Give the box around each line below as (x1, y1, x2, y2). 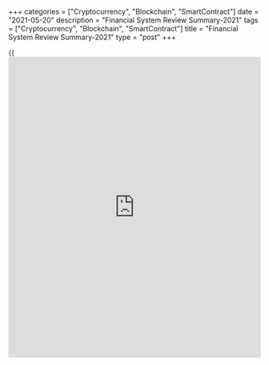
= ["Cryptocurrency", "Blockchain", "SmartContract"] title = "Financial (8, 24, 239, 33)
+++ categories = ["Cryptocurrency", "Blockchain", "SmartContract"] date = (8, 7, 259, 16)
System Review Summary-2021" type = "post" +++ (8, 32, 177, 42)
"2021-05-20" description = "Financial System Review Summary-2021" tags (8, 15, 259, 25)
